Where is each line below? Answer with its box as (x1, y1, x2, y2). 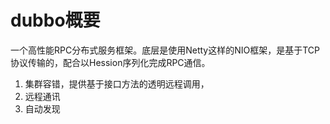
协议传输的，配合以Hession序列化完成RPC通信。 (10, 56, 211, 68)
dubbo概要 (10, 9, 101, 32)
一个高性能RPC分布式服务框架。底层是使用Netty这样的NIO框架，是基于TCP (10, 44, 320, 56)
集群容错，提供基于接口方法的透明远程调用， (24, 77, 210, 90)
